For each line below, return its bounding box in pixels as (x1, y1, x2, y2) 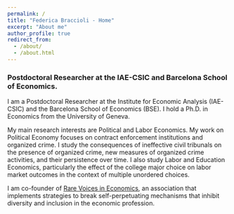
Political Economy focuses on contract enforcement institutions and (7, 133, 204, 142)
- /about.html (13, 50, 55, 57)
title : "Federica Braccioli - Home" (7, 17, 115, 24)
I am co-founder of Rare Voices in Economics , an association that (7, 184, 197, 193)
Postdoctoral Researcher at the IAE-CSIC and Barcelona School (7, 72, 228, 82)
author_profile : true (7, 29, 71, 37)
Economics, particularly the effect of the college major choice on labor (7, 163, 212, 172)
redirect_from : (7, 36, 52, 44)
